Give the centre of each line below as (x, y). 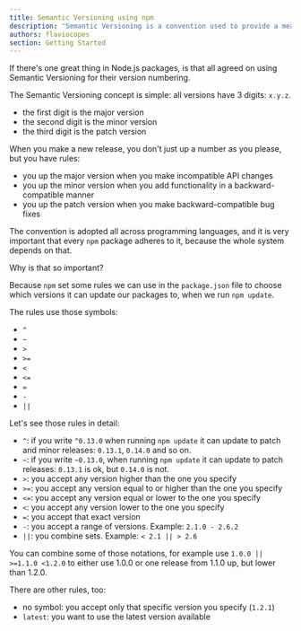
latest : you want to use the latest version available (116, 617)
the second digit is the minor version (90, 122)
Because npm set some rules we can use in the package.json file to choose (146, 285)
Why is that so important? (56, 268)
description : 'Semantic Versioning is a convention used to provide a (144, 26)
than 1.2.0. (28, 573)
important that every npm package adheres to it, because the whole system (147, 241)
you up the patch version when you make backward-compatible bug (148, 205)
